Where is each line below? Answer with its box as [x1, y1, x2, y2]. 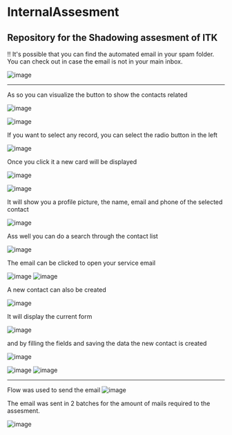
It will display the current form [7, 313, 93, 320]
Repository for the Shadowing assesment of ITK [7, 32, 218, 44]
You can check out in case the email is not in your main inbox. [7, 57, 183, 66]
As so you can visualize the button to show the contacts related [7, 91, 188, 99]
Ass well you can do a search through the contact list [7, 232, 159, 240]
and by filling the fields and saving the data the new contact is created [7, 340, 207, 347]
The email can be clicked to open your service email [7, 259, 156, 267]
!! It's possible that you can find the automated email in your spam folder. [7, 50, 215, 58]
